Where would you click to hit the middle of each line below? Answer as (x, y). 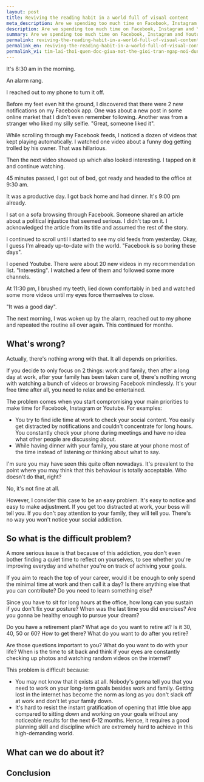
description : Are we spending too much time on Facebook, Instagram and (100, 29)
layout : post (23, 12)
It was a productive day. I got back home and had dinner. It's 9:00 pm (93, 196)
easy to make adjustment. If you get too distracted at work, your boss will (98, 506)
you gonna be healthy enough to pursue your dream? (73, 615)
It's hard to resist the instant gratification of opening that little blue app (103, 707)
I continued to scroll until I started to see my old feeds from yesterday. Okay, (102, 239)
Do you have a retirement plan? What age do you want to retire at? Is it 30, (99, 627)
